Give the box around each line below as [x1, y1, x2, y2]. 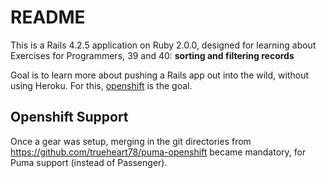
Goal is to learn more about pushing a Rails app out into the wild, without [10, 69, 310, 81]
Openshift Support [10, 109, 129, 126]
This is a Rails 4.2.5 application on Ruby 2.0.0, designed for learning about [10, 39, 317, 51]
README [10, 6, 86, 29]
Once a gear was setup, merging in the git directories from [10, 135, 252, 147]
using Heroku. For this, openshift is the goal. [10, 79, 193, 91]
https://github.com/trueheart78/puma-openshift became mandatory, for [10, 146, 307, 158]
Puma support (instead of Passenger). [10, 156, 168, 168]
